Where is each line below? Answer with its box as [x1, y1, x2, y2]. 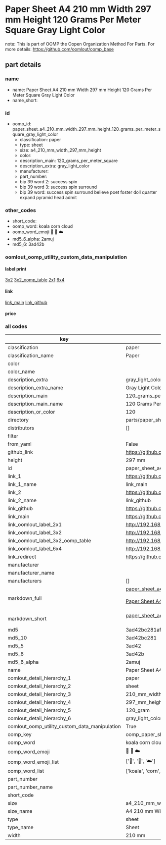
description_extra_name [7, 384, 63, 391]
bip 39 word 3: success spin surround [19, 184, 97, 190]
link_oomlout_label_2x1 [7, 521, 62, 528]
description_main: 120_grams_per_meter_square [19, 158, 118, 163]
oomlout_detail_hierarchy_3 [7, 691, 71, 698]
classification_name [7, 352, 54, 359]
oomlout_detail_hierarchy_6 [7, 715, 71, 722]
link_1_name [7, 481, 37, 488]
